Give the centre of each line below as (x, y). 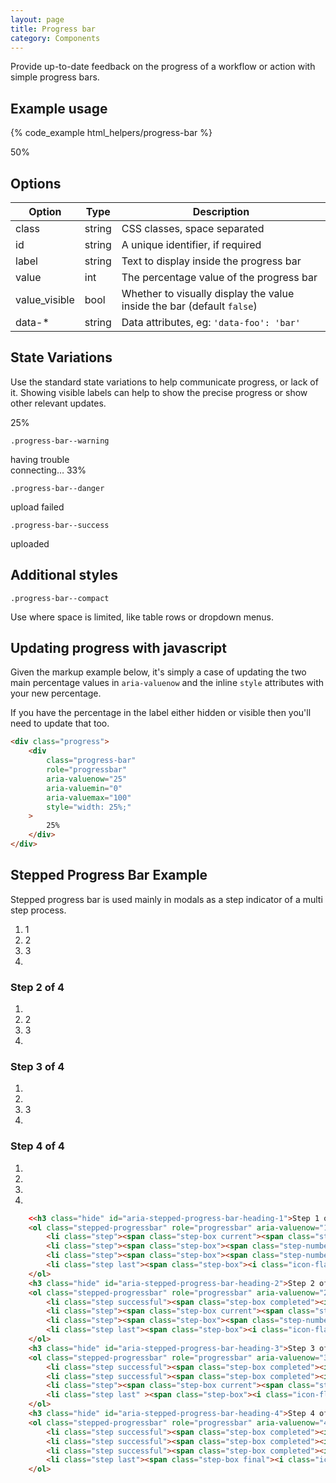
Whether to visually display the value (208, 293)
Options (36, 183)
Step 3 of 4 (37, 1066)
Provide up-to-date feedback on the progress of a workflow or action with (163, 67)
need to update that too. (60, 723)
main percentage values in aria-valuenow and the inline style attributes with (167, 683)
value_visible (45, 299)
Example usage (59, 108)
